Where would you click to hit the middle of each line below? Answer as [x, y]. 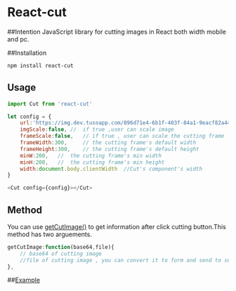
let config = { [29, 117]
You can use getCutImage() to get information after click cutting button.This [117, 226]
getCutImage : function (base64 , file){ [61, 247]
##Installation [27, 53]
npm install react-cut [40, 65]
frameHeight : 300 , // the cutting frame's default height [110, 149]
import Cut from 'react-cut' [50, 104]
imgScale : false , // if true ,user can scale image [97, 130]
